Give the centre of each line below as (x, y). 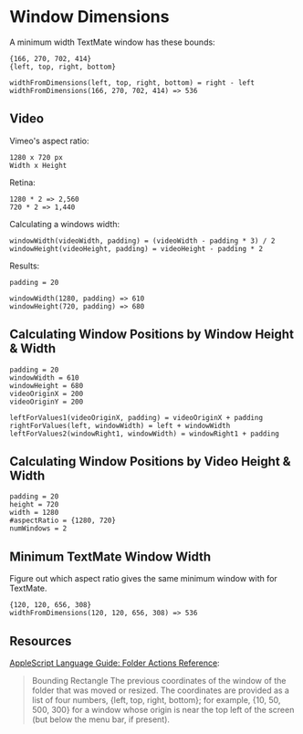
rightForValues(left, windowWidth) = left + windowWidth (120, 425)
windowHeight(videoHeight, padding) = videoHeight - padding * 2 (136, 248)
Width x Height (38, 165)
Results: (25, 266)
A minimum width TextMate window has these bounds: (113, 42)
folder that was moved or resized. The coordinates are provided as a (161, 690)
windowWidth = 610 (44, 377)
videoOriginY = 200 (47, 402)
